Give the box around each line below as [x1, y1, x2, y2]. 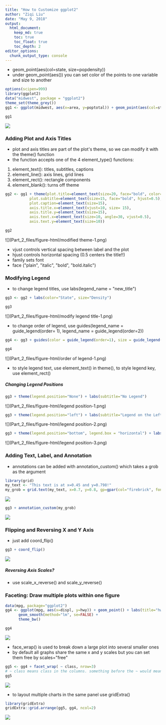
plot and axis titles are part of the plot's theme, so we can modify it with [12, 146, 159, 152]
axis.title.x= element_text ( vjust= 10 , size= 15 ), [29, 205, 132, 210]
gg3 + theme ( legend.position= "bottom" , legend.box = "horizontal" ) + [5, 431, 152, 436]
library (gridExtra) [5, 701, 45, 706]
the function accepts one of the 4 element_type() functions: [12, 157, 134, 162]
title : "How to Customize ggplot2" [5, 7, 79, 12]
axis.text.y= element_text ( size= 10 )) [29, 219, 105, 224]
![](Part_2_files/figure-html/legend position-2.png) [5, 421, 107, 427]
